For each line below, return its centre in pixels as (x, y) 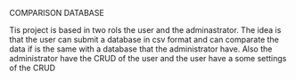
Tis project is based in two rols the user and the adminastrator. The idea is (145, 30)
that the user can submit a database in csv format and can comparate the (144, 40)
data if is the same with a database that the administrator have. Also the (141, 49)
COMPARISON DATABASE (57, 13)
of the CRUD (33, 68)
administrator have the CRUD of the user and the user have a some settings (148, 58)
